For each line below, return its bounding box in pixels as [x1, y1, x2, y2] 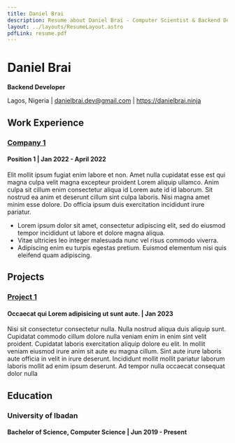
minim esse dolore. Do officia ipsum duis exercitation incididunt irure [7, 200, 205, 208]
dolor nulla [7, 370, 38, 378]
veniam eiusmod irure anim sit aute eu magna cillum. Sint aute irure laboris [7, 347, 222, 356]
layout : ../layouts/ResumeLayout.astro [7, 23, 124, 30]
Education [7, 389, 53, 402]
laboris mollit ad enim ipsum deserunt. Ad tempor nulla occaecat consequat [7, 362, 225, 370]
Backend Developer [7, 83, 66, 92]
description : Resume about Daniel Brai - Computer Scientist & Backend [7, 17, 220, 24]
